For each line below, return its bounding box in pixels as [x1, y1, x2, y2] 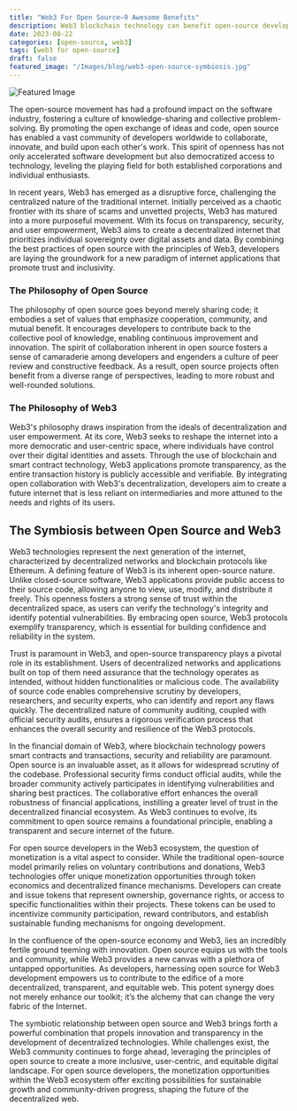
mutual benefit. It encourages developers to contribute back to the [9, 323, 252, 334]
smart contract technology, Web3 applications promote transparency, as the [9, 460, 287, 470]
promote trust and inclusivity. [9, 262, 116, 273]
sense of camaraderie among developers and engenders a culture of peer [9, 352, 279, 362]
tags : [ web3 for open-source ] [9, 46, 121, 55]
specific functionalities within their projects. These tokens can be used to [9, 899, 276, 910]
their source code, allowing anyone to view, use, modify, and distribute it [9, 584, 273, 594]
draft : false [9, 54, 57, 63]
